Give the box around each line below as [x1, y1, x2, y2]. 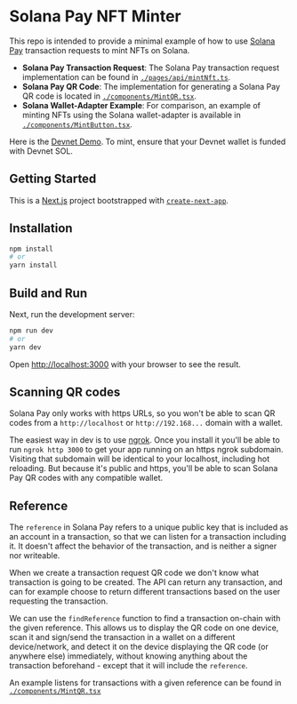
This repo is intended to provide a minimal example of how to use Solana [9, 36, 276, 46]
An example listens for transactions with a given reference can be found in [9, 677, 282, 688]
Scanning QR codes [9, 385, 121, 400]
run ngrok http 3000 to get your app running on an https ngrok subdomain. [9, 444, 284, 455]
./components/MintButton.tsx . [21, 118, 133, 130]
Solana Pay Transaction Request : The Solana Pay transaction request [21, 62, 280, 73]
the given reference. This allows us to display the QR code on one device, [9, 622, 279, 633]
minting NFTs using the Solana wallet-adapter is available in [21, 109, 242, 120]
